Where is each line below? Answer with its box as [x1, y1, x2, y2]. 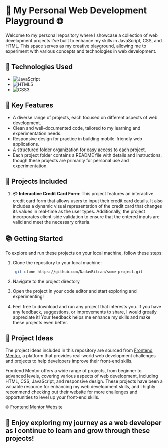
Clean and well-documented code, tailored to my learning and [12, 125, 141, 131]
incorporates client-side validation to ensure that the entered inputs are [12, 214, 160, 220]
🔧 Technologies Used [5, 63, 73, 71]
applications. [12, 141, 39, 147]
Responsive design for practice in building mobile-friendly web [12, 135, 143, 142]
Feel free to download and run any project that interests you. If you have [12, 304, 162, 310]
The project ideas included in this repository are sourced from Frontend [5, 347, 153, 353]
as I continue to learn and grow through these [5, 426, 150, 435]
